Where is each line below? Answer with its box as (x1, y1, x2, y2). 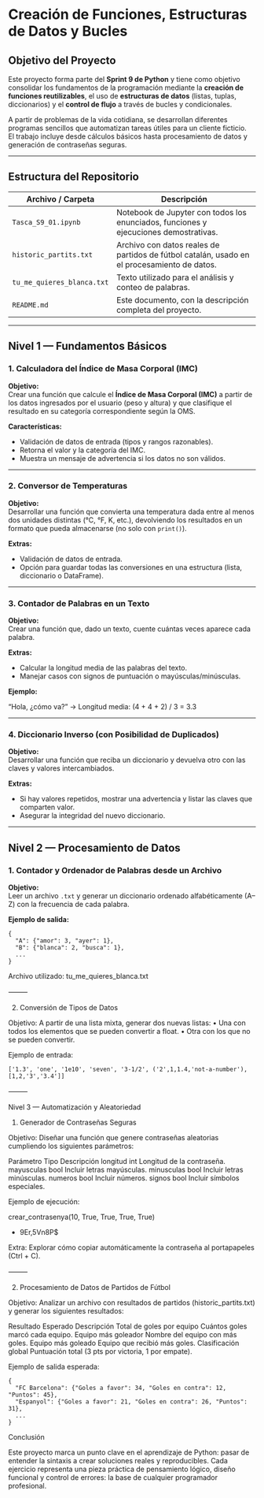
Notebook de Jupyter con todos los (116, 206, 247, 217)
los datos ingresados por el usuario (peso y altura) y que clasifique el (8, 398, 233, 407)
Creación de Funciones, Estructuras (8, 6, 247, 24)
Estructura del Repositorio (8, 170, 139, 184)
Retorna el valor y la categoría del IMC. (19, 445, 146, 455)
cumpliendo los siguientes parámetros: (8, 1141, 134, 1151)
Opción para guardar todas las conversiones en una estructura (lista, (19, 562, 242, 572)
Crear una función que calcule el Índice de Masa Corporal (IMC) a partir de (8, 389, 253, 399)
